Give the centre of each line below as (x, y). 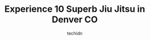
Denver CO (75, 20)
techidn (75, 33)
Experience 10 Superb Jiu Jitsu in (75, 9)
